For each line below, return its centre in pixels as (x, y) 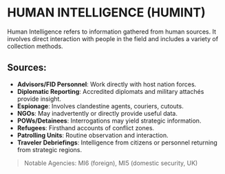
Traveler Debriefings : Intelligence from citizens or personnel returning (117, 142)
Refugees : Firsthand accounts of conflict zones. (86, 127)
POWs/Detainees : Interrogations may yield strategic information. (109, 121)
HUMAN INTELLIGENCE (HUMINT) (107, 13)
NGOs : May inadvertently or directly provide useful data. (97, 113)
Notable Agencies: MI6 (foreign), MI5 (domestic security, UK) (111, 163)
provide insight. (39, 99)
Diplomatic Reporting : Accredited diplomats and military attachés (110, 91)
